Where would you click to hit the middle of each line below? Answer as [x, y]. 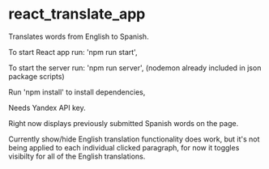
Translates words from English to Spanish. [79, 36]
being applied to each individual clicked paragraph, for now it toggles [124, 147]
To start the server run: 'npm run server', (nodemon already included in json [135, 68]
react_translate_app [77, 14]
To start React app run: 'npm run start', [73, 52]
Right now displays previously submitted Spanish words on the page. [124, 123]
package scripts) [36, 76]
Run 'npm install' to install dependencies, [77, 92]
